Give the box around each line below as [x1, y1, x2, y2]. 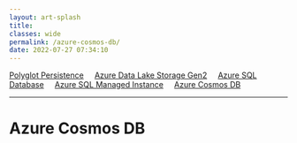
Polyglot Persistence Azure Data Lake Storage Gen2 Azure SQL [9, 70, 258, 80]
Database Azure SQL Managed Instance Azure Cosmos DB [9, 79, 241, 90]
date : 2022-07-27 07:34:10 [9, 46, 109, 55]
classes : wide [9, 29, 62, 38]
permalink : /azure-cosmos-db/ [9, 37, 121, 47]
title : [9, 21, 34, 30]
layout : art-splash [9, 12, 81, 22]
